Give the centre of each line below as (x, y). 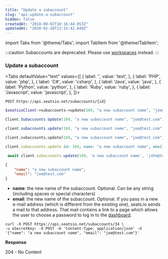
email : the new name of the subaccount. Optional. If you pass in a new (85, 199)
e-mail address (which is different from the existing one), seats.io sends (86, 204)
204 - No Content (23, 252)
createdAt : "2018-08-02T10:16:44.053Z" (47, 24)
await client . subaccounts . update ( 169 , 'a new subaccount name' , (75, 156)
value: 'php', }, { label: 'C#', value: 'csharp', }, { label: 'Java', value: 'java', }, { (83, 82)
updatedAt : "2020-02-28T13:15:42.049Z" (47, 29)
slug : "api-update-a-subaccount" (40, 15)
